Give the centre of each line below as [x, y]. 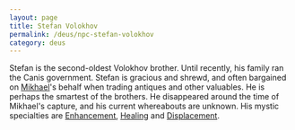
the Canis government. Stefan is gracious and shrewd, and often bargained [148, 78]
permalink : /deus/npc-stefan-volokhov [82, 34]
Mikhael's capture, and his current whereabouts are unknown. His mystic [144, 106]
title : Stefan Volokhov [54, 26]
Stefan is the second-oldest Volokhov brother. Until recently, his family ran [147, 68]
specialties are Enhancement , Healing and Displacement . [114, 116]
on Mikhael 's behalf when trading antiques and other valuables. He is [137, 87]
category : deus [38, 43]
